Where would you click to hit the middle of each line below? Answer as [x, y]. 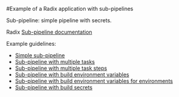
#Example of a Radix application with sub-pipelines [70, 9]
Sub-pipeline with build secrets [54, 87]
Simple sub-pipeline [40, 55]
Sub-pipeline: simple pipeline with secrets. [59, 20]
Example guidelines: [31, 44]
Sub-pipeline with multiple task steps [61, 68]
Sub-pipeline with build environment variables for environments [94, 81]
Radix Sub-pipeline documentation [49, 32]
